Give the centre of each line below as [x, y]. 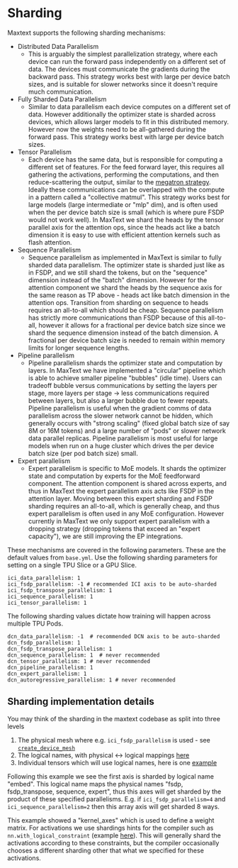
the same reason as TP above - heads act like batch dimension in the [129, 295]
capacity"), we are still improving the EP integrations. [105, 536]
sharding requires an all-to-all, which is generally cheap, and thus [124, 506]
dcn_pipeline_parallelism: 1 [50, 667]
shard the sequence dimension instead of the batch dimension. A [123, 333]
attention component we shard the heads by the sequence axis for [125, 287]
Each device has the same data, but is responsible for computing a [125, 159]
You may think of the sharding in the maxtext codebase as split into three [114, 718]
